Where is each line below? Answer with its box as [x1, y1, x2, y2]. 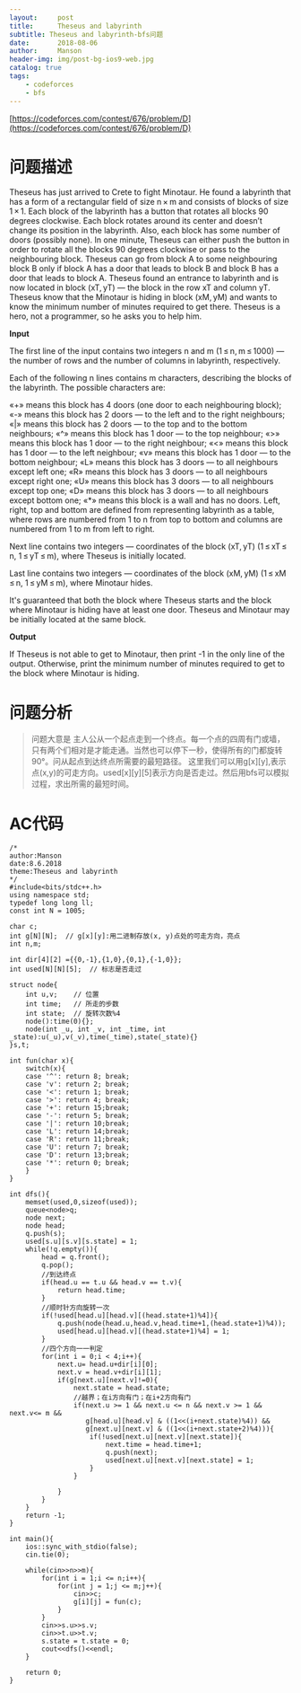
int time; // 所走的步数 [25, 1000, 119, 1009]
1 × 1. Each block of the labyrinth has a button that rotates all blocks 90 [9, 206, 269, 216]
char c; [9, 922, 39, 931]
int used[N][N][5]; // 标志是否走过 [9, 965, 142, 974]
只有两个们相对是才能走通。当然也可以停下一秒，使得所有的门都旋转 [30, 745, 283, 755]
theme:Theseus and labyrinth [9, 868, 118, 877]
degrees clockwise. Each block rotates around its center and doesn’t [9, 216, 262, 226]
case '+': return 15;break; [25, 1104, 130, 1113]
